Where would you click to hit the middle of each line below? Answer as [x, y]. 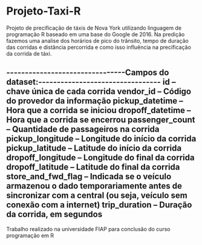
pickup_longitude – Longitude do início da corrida [101, 139]
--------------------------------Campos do [88, 73]
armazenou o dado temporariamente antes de [94, 186]
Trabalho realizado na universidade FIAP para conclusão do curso [88, 229]
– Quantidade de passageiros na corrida [83, 129]
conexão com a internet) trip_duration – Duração [99, 205]
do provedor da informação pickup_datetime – [95, 101]
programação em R [30, 235]
